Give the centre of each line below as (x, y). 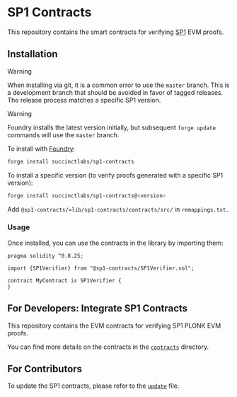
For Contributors (45, 369)
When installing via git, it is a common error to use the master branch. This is (118, 85)
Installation (33, 54)
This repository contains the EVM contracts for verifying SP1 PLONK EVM (114, 326)
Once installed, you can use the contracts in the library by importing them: (116, 243)
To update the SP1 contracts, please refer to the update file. (93, 386)
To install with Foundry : (41, 149)
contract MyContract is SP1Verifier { (64, 280)
